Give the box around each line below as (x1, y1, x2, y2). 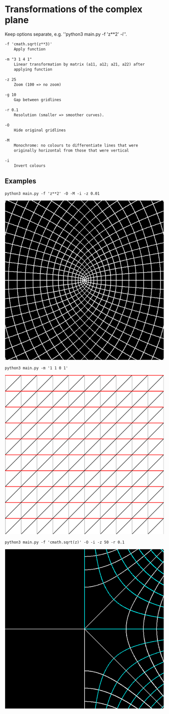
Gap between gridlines (14, 97, 62, 102)
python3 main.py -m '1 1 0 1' (5, 365, 69, 370)
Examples (5, 177, 36, 185)
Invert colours (14, 163, 46, 168)
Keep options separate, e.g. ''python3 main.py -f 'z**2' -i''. (5, 31, 127, 37)
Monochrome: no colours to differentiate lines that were (14, 143, 138, 148)
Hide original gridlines (14, 128, 66, 133)
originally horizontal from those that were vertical (14, 148, 129, 153)
